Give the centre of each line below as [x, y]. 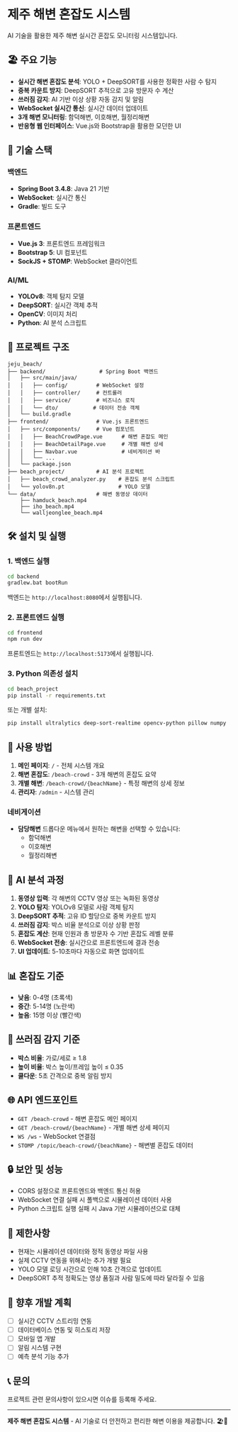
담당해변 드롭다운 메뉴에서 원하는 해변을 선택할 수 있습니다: [99, 829]
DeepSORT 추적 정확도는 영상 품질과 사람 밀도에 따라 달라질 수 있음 [111, 1278]
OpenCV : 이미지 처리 [47, 314]
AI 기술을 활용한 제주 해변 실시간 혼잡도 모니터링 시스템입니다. [92, 35]
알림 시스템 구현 [39, 1348]
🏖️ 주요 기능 [32, 60]
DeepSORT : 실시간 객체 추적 [57, 305]
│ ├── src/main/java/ [42, 377]
